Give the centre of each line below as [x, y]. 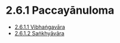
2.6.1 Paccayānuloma [60, 10]
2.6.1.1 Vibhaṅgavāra [40, 27]
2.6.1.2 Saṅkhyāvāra [39, 33]
